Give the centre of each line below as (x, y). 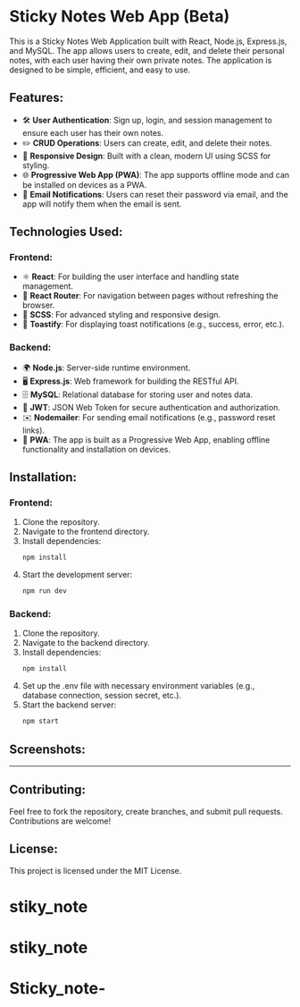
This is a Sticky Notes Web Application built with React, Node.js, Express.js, (148, 41)
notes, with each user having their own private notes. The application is (141, 60)
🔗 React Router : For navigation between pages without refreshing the (150, 296)
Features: (37, 98)
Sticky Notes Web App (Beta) (120, 17)
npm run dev (44, 591)
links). (33, 430)
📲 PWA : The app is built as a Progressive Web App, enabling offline (146, 439)
